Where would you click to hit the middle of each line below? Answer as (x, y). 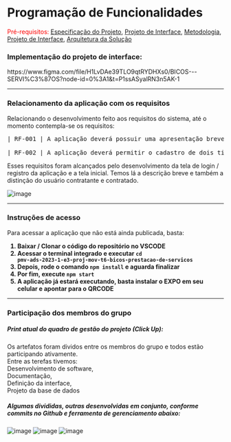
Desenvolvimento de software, (51, 368)
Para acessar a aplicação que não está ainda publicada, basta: (96, 232)
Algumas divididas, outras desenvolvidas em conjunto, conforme (103, 406)
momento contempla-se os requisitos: (61, 126)
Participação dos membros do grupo (69, 313)
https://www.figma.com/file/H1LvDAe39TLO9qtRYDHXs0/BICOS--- (102, 72)
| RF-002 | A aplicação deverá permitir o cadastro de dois (111, 152)
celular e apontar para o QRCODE (65, 288)
